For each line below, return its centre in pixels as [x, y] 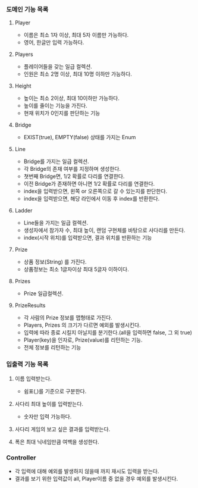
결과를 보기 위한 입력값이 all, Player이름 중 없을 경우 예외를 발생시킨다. [96, 478]
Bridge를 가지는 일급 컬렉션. [56, 161]
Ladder [23, 211]
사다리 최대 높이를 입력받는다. [49, 403]
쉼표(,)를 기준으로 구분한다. [55, 391]
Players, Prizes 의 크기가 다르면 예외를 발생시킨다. [82, 325]
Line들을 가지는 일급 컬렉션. [56, 223]
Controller [21, 458]
